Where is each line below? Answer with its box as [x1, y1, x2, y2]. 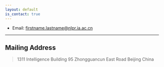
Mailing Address [5, 43, 56, 51]
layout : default [5, 7, 38, 12]
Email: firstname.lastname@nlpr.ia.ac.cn [12, 25, 93, 31]
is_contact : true [5, 12, 41, 17]
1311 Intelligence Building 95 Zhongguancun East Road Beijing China [17, 56, 154, 62]
